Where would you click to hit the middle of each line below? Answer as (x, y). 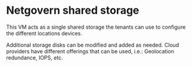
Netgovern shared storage (73, 10)
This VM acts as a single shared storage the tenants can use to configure (96, 27)
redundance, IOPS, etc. (35, 57)
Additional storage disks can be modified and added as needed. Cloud (93, 45)
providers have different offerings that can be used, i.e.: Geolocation (90, 51)
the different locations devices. (44, 33)
